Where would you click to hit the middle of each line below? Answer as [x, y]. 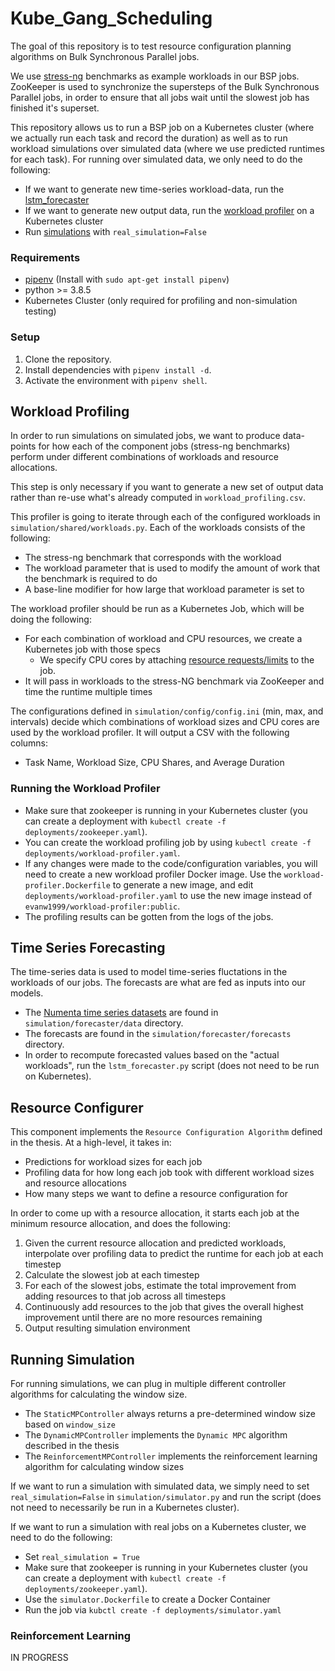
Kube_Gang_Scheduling [111, 18]
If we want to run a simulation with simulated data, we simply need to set [160, 1486]
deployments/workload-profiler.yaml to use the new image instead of [168, 895]
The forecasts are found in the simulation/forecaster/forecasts [158, 1034]
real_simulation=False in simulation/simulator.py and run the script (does [166, 1497]
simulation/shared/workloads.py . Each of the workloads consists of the [158, 528]
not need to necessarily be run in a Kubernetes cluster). [125, 1508]
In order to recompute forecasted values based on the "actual [152, 1055]
